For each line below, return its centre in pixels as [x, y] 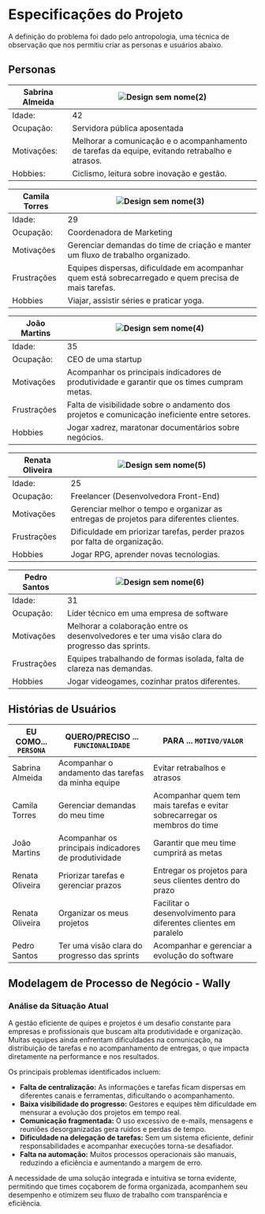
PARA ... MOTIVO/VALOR [203, 741]
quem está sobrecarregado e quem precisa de [153, 277]
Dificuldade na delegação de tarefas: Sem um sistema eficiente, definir [136, 1138]
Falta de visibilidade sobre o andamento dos [149, 405]
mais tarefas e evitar [191, 805]
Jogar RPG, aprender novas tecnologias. [146, 554]
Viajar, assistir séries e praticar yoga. [136, 300]
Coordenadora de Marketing [120, 232]
